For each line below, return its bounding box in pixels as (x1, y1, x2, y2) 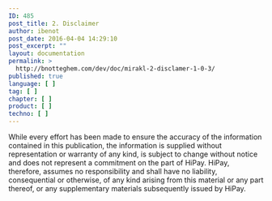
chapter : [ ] (8, 95, 53, 103)
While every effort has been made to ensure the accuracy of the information (8, 132, 262, 142)
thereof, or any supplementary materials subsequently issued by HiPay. (8, 184, 247, 193)
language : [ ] (8, 79, 57, 88)
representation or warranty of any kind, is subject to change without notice (8, 149, 258, 159)
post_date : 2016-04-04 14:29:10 (8, 34, 117, 43)
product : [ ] (8, 102, 53, 110)
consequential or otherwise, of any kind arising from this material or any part (8, 175, 264, 185)
